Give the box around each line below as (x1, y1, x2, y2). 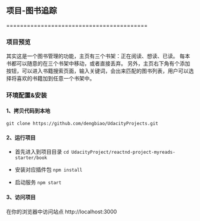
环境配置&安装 (6, 91, 48, 99)
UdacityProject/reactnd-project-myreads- (71, 150, 176, 155)
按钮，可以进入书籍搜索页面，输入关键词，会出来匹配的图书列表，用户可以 (6, 67, 189, 74)
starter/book (14, 155, 48, 161)
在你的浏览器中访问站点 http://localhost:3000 (6, 208, 117, 215)
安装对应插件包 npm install (14, 166, 83, 173)
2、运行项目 (6, 133, 36, 141)
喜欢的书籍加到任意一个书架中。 (16, 75, 95, 82)
